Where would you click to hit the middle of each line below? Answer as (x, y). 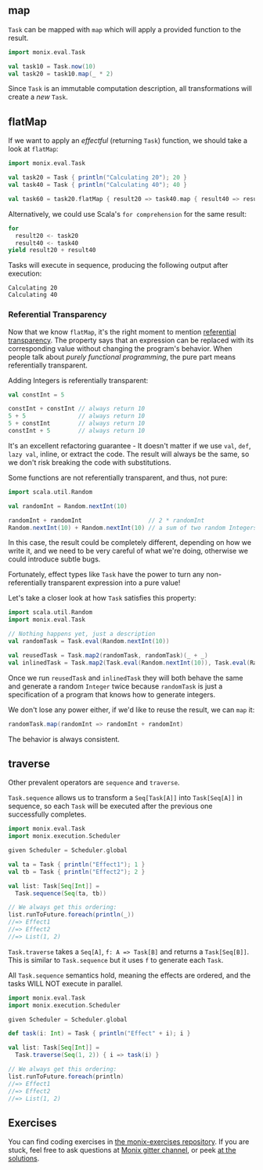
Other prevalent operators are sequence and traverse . (94, 783)
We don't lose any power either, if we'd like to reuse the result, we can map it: (131, 709)
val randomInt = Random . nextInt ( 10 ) (68, 506)
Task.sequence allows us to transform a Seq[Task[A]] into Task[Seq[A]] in (125, 798)
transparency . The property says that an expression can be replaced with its (131, 340)
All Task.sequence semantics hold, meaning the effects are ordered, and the (130, 975)
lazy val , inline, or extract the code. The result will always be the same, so (129, 454)
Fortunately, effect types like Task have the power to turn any (106, 575)
